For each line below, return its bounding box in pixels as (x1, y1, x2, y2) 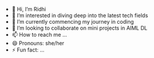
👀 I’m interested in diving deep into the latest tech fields (11, 12, 149, 19)
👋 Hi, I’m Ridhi (11, 6, 46, 12)
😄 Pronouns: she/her (11, 40, 64, 47)
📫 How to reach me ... (11, 31, 67, 38)
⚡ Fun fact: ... (11, 46, 45, 53)
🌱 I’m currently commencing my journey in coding (11, 18, 134, 25)
